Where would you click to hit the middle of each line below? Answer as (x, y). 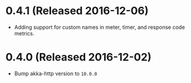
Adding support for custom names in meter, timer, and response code (99, 27)
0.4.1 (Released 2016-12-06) (77, 11)
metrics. (24, 33)
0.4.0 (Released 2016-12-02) (79, 57)
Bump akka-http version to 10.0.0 (56, 73)
